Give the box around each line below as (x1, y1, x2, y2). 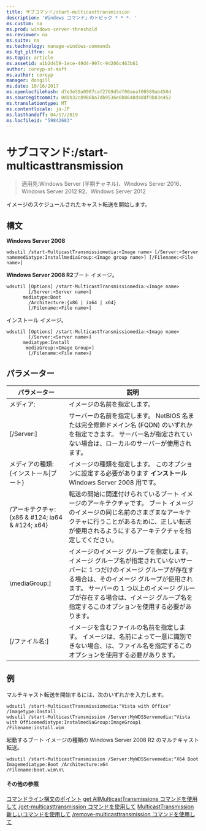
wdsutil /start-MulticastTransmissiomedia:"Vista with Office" (6, 703, 172, 709)
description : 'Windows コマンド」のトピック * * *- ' (6, 15, 137, 21)
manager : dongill (6, 77, 51, 83)
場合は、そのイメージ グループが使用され (75, 575, 193, 583)
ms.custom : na (6, 20, 43, 26)
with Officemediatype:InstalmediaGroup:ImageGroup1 (6, 719, 141, 726)
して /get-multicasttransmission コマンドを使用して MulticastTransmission (6, 803, 194, 810)
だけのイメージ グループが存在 (100, 565, 188, 574)
